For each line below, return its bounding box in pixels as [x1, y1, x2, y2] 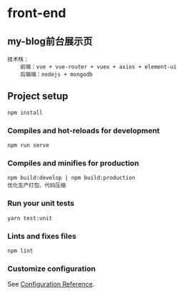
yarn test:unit [7, 214, 53, 222]
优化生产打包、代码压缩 [7, 182, 66, 190]
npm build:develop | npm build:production [7, 175, 136, 182]
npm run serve [7, 142, 50, 149]
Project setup [7, 90, 69, 103]
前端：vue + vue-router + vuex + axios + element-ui [20, 63, 177, 71]
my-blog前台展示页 [7, 35, 93, 47]
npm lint [7, 247, 34, 254]
